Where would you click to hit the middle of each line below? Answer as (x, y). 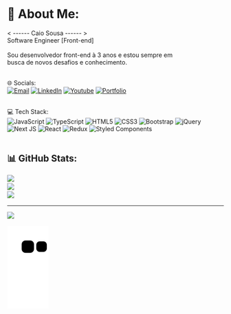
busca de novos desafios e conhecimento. (67, 62)
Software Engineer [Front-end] (51, 40)
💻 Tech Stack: (28, 111)
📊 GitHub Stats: (42, 158)
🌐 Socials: (22, 82)
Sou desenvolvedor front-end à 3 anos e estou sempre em (90, 55)
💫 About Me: (43, 14)
